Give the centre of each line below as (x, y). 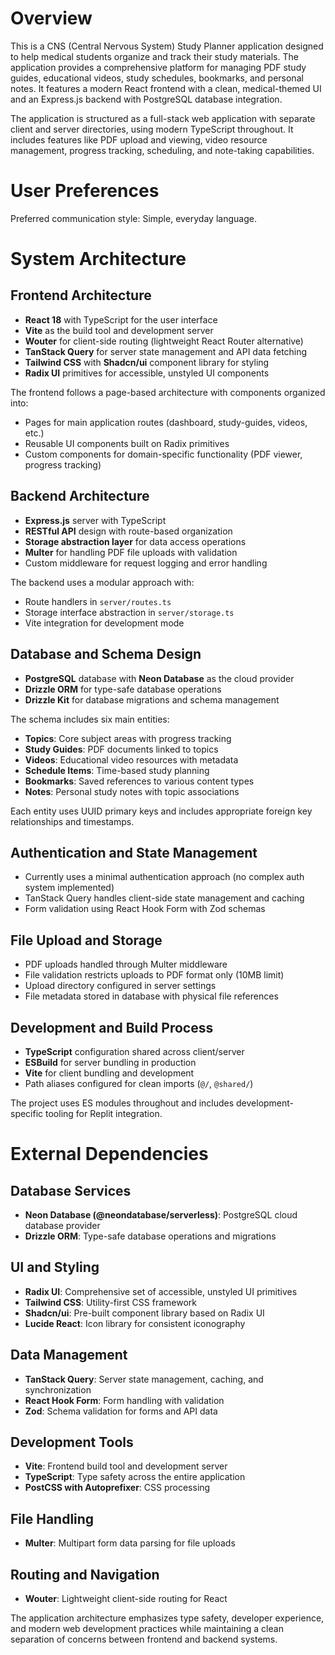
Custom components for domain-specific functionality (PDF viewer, (163, 454)
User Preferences (85, 191)
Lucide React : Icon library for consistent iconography (135, 1323)
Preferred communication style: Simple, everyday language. (133, 218)
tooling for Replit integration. (104, 1113)
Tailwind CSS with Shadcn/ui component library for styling (147, 362)
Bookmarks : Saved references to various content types (139, 781)
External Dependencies (109, 1154)
